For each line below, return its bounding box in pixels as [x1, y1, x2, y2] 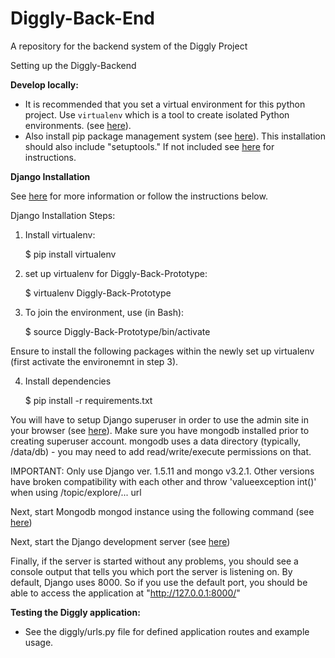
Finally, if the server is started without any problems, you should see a [10, 555, 299, 567]
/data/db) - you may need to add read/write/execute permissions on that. [10, 445, 312, 457]
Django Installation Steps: [10, 209, 116, 221]
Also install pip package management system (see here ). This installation [24, 130, 326, 142]
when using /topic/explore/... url [10, 486, 142, 498]
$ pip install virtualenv [24, 248, 117, 260]
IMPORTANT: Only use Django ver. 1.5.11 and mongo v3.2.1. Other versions [10, 465, 315, 477]
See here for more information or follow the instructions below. [10, 190, 268, 202]
